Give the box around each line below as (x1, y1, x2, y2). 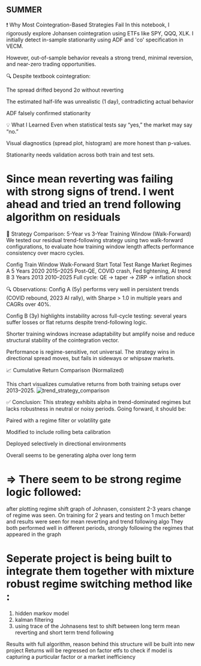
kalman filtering (14, 616, 54, 623)
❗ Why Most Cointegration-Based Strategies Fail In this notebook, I (6, 21, 170, 28)
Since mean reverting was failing (6, 172, 173, 185)
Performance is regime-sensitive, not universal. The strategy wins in (6, 348, 175, 355)
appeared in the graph (6, 531, 62, 538)
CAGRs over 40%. (6, 300, 51, 308)
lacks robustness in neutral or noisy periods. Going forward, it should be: (6, 405, 187, 412)
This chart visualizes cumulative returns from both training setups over (6, 380, 181, 387)
